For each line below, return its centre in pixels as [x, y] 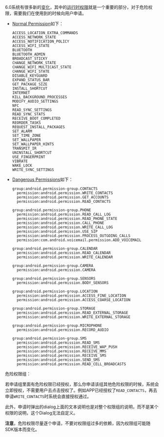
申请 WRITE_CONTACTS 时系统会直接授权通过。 [48, 396]
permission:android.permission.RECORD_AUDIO [63, 330]
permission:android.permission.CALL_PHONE [61, 223]
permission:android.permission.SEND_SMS [58, 360]
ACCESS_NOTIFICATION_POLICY [41, 42]
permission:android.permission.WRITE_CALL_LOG [65, 227]
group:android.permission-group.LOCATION [55, 291]
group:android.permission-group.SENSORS [54, 279]
